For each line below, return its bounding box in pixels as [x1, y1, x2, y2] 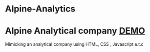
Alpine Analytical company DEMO [5, 26, 146, 37]
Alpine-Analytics [5, 3, 76, 14]
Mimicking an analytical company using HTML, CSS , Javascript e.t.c [5, 41, 144, 47]
